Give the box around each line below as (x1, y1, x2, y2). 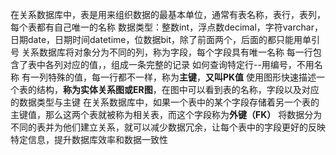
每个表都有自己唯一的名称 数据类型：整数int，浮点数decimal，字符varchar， (10, 21, 323, 33)
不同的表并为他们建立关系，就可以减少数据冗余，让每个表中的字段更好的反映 (10, 121, 326, 133)
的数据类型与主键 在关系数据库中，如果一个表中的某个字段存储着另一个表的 (10, 96, 320, 108)
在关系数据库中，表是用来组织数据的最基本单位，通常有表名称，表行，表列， (10, 9, 326, 20)
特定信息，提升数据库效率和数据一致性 (10, 134, 168, 145)
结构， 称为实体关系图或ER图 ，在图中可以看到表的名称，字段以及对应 (36, 84, 320, 95)
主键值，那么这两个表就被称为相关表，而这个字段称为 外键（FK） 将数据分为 (10, 109, 323, 120)
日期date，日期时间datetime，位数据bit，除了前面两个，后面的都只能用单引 (10, 34, 321, 45)
